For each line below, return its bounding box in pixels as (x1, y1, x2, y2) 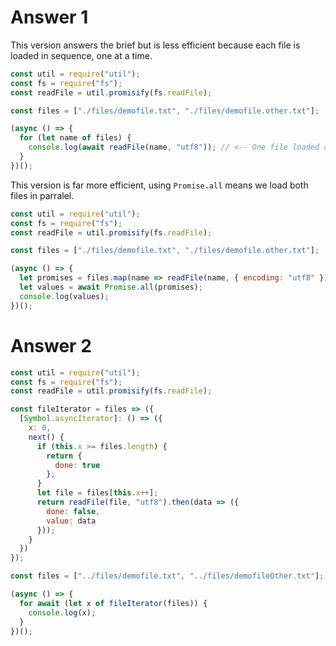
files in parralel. (10, 189, 75, 201)
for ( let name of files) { (19, 133, 132, 143)
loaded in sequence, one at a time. (10, 49, 153, 61)
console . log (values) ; (19, 291, 110, 301)
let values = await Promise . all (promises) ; (19, 282, 203, 293)
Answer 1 (10, 6, 89, 29)
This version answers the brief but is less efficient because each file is (10, 39, 301, 51)
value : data (46, 516, 97, 526)
